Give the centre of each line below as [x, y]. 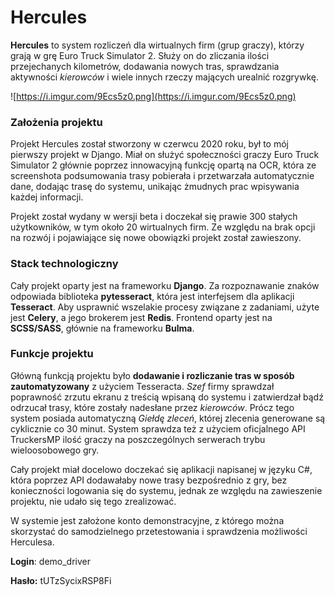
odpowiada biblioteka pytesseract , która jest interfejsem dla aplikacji [152, 296]
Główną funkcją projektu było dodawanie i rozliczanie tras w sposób [152, 375]
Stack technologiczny [64, 264]
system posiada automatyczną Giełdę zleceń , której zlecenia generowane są [168, 418]
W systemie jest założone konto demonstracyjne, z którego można [147, 520]
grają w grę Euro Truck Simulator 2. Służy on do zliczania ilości [140, 55]
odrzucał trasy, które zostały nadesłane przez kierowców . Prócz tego [152, 407]
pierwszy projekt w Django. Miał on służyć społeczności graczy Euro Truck [165, 155]
